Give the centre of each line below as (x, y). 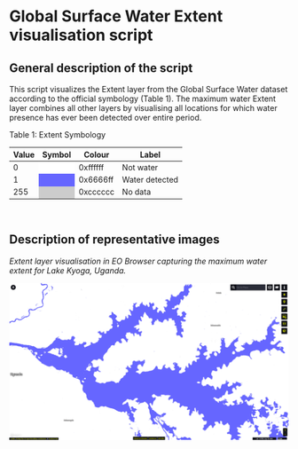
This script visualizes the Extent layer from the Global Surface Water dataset (149, 89)
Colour (97, 154)
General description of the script (101, 68)
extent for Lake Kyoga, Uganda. (68, 270)
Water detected (150, 180)
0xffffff (91, 167)
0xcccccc (97, 192)
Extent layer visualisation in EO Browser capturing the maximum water (138, 261)
